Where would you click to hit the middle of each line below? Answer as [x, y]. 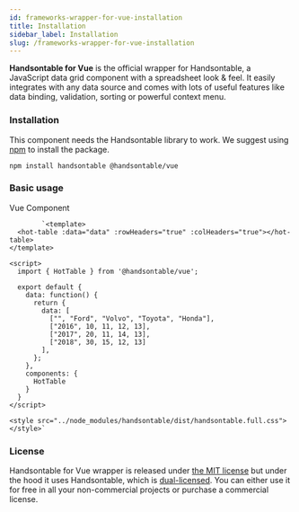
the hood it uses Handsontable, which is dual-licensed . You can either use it [150, 481]
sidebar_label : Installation [64, 34]
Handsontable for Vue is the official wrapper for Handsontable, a [130, 68]
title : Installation [48, 26]
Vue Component [40, 207]
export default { [50, 287]
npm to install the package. [59, 149]
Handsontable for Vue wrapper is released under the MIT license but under [148, 471]
